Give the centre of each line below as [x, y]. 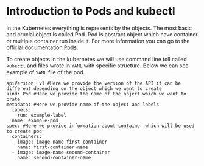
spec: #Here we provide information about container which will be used [100, 126]
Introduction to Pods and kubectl [91, 11]
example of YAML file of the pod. [46, 72]
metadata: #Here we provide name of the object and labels [83, 105]
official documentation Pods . [42, 47]
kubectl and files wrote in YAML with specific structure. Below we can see [97, 66]
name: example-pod [35, 120]
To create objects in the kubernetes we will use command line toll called [97, 59]
